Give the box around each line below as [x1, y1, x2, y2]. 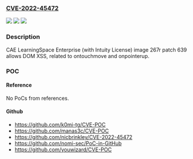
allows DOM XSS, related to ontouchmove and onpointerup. [6, 52, 150, 59]
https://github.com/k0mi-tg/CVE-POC [14, 121, 106, 128]
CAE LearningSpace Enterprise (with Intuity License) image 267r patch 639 [6, 46, 187, 53]
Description [6, 33, 40, 41]
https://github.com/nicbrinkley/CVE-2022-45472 [14, 133, 133, 140]
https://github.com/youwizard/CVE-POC [14, 146, 112, 153]
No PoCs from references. [6, 94, 69, 102]
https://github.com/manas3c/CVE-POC [14, 127, 109, 134]
